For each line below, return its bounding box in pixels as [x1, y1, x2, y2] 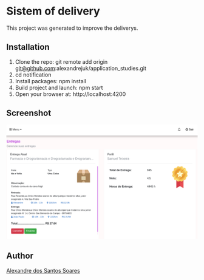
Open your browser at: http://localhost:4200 [15, 90, 126, 98]
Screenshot [6, 108, 52, 118]
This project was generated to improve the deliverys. [6, 24, 138, 32]
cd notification [15, 71, 52, 78]
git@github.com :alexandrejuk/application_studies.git [15, 64, 147, 72]
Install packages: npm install [15, 77, 87, 84]
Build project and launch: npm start [15, 84, 103, 91]
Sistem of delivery [6, 4, 100, 18]
